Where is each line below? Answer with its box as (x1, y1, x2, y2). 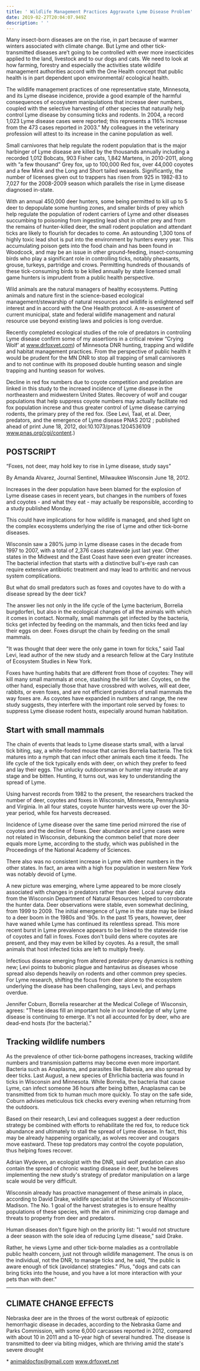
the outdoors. (6, 1103, 40, 1111)
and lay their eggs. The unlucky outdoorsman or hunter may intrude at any (6, 766, 189, 773)
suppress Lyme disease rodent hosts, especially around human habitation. (6, 707, 189, 714)
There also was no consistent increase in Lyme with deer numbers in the (6, 858, 184, 865)
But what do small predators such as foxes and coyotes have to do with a (6, 584, 186, 591)
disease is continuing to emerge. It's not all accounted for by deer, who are (6, 1013, 190, 1020)
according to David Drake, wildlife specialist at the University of (6, 1195, 162, 1203)
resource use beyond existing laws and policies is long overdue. (6, 317, 163, 324)
